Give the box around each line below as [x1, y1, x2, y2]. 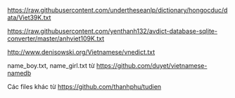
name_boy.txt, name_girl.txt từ [7, 62, 95, 69]
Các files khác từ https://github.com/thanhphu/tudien [7, 83, 162, 90]
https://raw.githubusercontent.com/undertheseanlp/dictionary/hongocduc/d [7, 6, 228, 14]
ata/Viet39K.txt [7, 13, 51, 22]
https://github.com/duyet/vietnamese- [96, 62, 208, 69]
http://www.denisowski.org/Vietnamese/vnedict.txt [7, 48, 155, 56]
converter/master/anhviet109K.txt [7, 34, 105, 43]
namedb [7, 69, 32, 77]
